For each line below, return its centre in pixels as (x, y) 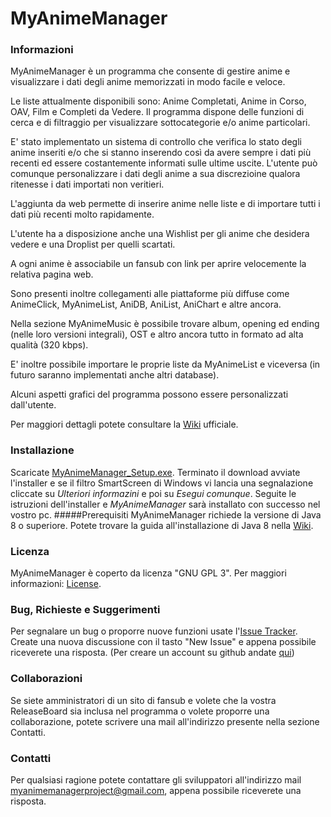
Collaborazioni (46, 679)
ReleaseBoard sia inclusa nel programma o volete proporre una (140, 711)
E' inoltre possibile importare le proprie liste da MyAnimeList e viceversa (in (165, 364)
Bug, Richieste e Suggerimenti (85, 609)
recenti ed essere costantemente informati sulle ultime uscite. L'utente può (164, 163)
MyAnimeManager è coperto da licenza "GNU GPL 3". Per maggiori (148, 573)
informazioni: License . (56, 584)
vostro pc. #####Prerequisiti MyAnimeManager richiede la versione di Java (166, 514)
